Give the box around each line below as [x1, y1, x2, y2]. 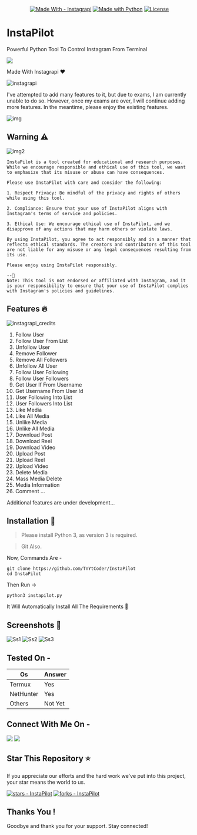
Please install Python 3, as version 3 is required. [21, 532, 138, 539]
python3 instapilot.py [6, 593, 62, 599]
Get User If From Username [15, 381, 82, 388]
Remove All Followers [15, 356, 68, 363]
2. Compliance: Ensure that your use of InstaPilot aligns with [6, 205, 168, 212]
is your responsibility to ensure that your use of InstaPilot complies [6, 283, 189, 289]
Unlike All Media [15, 425, 55, 432]
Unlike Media [15, 418, 48, 425]
